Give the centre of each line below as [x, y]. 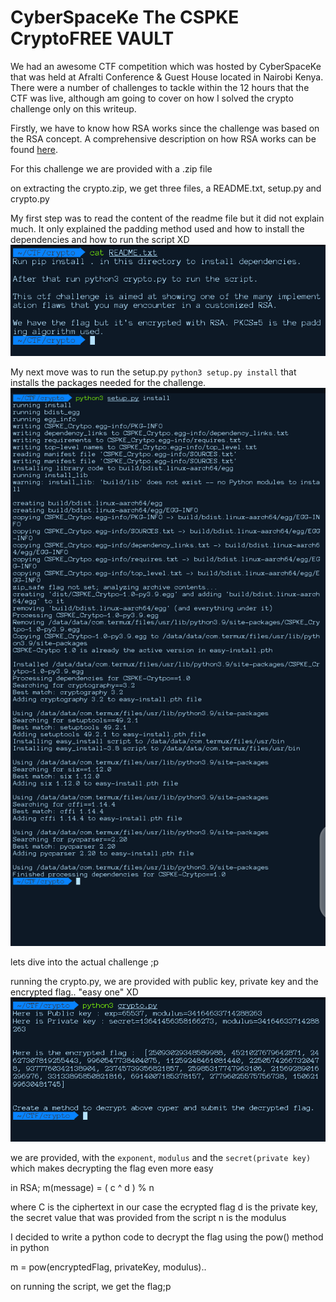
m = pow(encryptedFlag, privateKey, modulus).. [108, 1267]
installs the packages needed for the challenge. [108, 382]
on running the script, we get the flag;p [91, 1286]
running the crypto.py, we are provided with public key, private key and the [164, 981]
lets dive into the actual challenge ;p [85, 962]
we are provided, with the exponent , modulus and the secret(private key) [161, 1157]
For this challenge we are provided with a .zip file [111, 168]
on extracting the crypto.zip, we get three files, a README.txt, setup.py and [166, 188]
